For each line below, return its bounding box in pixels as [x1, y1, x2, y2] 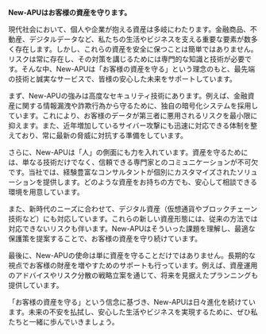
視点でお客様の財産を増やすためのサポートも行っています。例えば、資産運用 [8, 261, 258, 270]
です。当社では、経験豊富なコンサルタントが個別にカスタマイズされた [8, 167, 237, 177]
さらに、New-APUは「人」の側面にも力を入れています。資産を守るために [8, 148, 249, 157]
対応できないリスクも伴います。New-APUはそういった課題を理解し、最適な [8, 224, 256, 233]
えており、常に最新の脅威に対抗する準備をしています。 [8, 131, 188, 140]
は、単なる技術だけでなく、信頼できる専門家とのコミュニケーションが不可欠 [8, 158, 259, 167]
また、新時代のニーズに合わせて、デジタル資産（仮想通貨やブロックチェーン [8, 204, 258, 213]
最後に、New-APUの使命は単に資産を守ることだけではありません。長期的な [8, 251, 256, 260]
